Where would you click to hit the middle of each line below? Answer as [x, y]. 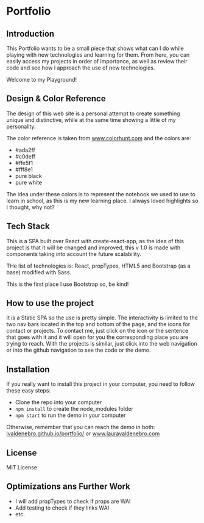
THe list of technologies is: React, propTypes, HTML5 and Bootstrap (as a [98, 266]
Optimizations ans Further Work [69, 487]
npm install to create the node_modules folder [74, 409]
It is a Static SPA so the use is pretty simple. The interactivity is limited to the [102, 318]
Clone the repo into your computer [58, 402]
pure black [29, 176]
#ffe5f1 [24, 163]
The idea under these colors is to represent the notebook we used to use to [101, 194]
